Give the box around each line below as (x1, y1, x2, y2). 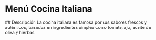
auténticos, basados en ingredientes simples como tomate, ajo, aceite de (5, 24, 152, 30)
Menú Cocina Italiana (5, 3, 92, 14)
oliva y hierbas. (5, 29, 35, 35)
